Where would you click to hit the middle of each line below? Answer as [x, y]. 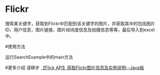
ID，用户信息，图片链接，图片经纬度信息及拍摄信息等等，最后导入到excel [80, 30]
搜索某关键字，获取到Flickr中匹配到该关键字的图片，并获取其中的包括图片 [80, 23]
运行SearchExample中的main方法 [39, 57]
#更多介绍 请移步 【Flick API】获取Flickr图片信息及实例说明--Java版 [75, 68]
